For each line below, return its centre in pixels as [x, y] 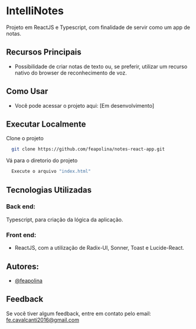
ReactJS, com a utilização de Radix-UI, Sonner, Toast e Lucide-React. [99, 248]
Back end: [21, 207]
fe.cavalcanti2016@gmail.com [43, 320]
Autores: [23, 267]
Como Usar [27, 91]
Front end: [21, 235]
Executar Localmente [46, 124]
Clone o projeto [25, 138]
